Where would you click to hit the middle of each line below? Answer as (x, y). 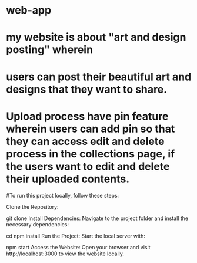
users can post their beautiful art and (99, 77)
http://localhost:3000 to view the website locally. (65, 254)
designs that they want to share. (87, 89)
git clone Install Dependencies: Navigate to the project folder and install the (97, 218)
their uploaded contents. (68, 179)
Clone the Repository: (32, 206)
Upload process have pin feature (87, 116)
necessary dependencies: (38, 224)
